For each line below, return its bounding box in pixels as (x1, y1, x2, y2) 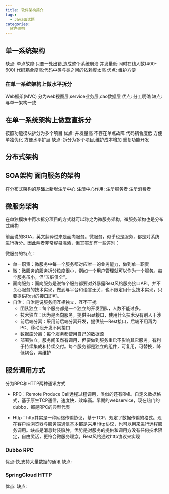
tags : (5, 12, 17, 17)
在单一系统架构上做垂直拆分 (5, 116, 92, 124)
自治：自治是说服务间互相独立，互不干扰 (12, 299, 97, 305)
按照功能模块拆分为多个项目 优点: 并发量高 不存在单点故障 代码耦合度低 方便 (5, 130, 162, 137)
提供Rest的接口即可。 (17, 293, 62, 299)
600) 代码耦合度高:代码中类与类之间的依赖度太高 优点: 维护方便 (5, 67, 136, 73)
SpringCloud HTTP (5, 471, 52, 478)
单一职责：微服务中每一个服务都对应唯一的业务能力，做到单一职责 (12, 261, 149, 267)
